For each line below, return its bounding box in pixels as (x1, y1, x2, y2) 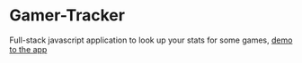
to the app (9, 43, 48, 54)
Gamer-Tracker (9, 5, 126, 26)
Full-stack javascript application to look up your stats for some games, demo (9, 35, 293, 45)
